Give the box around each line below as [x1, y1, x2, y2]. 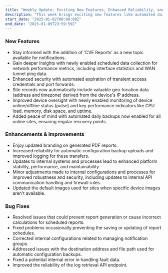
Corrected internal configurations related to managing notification [12, 235, 148, 241]
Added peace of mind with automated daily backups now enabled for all [12, 113, 161, 119]
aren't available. [12, 190, 45, 196]
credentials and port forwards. [12, 81, 75, 87]
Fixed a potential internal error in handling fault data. [12, 256, 121, 263]
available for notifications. [12, 55, 66, 61]
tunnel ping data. [12, 71, 47, 77]
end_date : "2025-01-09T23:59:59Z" [5, 21, 77, 27]
